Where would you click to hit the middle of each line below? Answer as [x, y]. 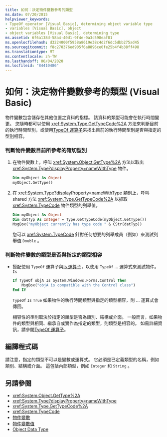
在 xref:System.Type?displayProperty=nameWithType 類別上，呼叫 [81, 193]
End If [19, 290]
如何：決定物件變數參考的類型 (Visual [82, 92]
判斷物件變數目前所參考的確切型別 [46, 150]
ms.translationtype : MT [30, 52]
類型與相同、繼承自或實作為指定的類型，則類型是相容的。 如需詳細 [89, 323]
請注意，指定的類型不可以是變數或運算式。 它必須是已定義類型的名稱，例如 [82, 360]
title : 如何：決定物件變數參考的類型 [39, 10]
